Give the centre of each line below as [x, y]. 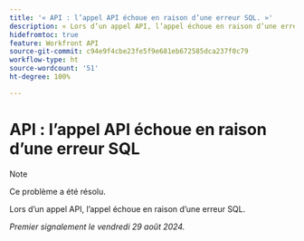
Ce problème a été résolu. [58, 191]
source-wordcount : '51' [54, 69]
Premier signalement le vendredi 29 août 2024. [97, 227]
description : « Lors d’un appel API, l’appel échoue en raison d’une [143, 26]
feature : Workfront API [54, 43]
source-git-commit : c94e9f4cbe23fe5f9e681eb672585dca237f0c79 [129, 52]
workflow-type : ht [44, 60]
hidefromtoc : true [44, 34]
